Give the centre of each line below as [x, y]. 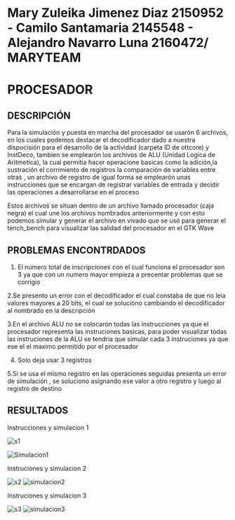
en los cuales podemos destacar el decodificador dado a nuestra [101, 140]
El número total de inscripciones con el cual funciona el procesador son [121, 267]
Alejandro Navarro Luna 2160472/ [108, 43]
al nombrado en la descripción [51, 311]
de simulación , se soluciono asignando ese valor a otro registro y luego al [114, 381]
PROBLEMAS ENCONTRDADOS [76, 250]
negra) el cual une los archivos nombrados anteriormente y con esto [106, 213]
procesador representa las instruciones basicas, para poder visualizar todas [117, 332]
